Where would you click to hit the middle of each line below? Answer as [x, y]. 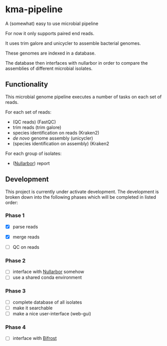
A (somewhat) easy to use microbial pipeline [52, 23]
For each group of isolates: [34, 153]
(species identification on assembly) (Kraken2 [61, 143]
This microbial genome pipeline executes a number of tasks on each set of [83, 97]
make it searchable [33, 308]
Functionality [27, 84]
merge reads [26, 237]
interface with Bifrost [35, 338]
